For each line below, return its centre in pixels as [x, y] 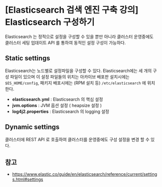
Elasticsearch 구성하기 [50, 22]
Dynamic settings [32, 127]
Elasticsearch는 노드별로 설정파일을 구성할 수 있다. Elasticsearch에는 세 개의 [78, 71]
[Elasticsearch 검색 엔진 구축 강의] [72, 10]
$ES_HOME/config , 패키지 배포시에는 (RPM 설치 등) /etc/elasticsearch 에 [76, 83]
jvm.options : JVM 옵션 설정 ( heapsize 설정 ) [57, 105]
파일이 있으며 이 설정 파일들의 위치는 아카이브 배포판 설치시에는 [70, 76]
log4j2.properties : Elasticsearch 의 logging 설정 [61, 111]
